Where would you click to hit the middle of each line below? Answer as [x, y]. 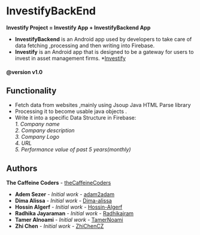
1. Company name [37, 124]
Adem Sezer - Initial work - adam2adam [65, 194]
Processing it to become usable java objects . [71, 111]
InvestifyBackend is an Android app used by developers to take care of [103, 39]
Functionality [31, 91]
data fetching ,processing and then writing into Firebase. [85, 45]
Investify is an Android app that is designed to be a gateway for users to [104, 51]
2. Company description [45, 130]
